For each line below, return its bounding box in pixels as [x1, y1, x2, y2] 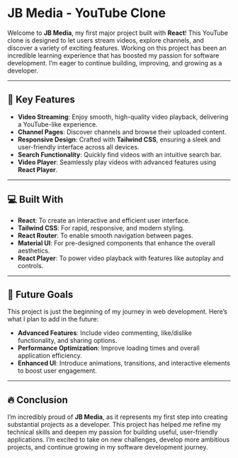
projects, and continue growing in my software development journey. [7, 443, 208, 452]
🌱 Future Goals [7, 288, 74, 300]
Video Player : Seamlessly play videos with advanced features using [17, 158, 217, 166]
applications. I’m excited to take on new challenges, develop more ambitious [7, 435, 230, 444]
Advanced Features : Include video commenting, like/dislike [17, 329, 193, 337]
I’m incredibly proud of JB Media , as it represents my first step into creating [7, 412, 228, 421]
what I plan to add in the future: [7, 315, 99, 324]
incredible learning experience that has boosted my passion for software [7, 51, 220, 60]
